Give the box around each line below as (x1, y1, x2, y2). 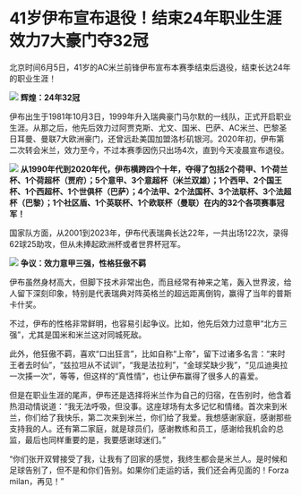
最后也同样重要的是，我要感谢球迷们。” (24, 434, 167, 445)
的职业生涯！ (9, 73, 56, 83)
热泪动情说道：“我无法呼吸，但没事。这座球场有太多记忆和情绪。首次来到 (9, 400, 280, 412)
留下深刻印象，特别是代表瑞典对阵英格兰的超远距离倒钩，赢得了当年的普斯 (16, 287, 292, 298)
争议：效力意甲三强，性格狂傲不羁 (20, 257, 146, 269)
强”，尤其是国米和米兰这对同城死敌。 (9, 329, 147, 340)
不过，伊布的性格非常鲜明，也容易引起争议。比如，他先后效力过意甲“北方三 (9, 318, 288, 329)
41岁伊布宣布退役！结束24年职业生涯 (9, 8, 282, 29)
